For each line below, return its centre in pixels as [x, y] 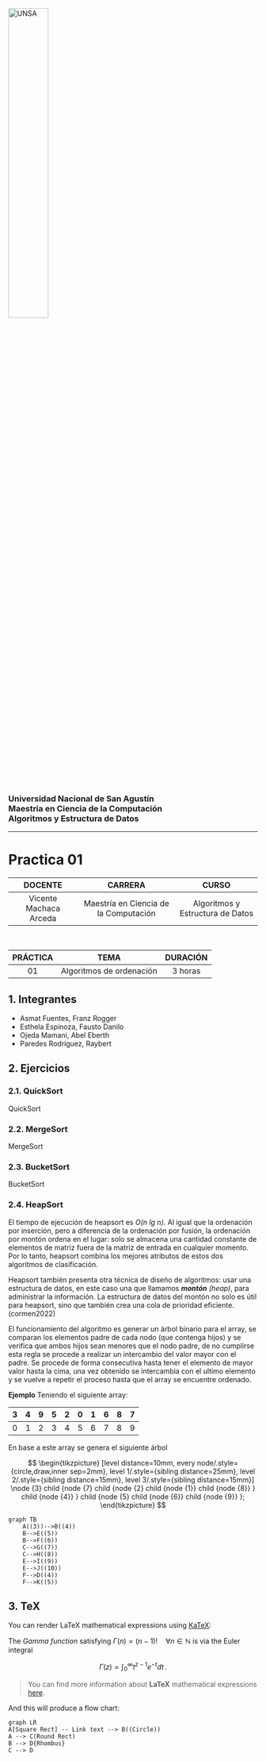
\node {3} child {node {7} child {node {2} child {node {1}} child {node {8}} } [133, 1488]
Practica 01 [46, 860]
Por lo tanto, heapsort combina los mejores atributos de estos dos [116, 1256]
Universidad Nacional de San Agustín [81, 799]
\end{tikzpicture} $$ [133, 1505]
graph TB [23, 1520]
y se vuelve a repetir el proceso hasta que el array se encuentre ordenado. [130, 1379]
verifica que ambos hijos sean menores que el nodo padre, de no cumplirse [131, 1346]
